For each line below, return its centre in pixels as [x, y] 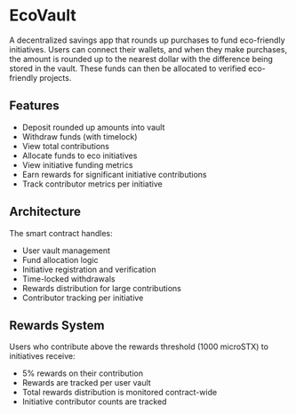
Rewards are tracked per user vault [86, 383]
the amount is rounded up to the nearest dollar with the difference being [141, 59]
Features [34, 106]
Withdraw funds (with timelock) [80, 136]
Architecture [45, 212]
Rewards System [57, 325]
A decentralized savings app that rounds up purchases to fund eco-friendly [148, 40]
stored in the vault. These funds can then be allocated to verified [128, 68]
